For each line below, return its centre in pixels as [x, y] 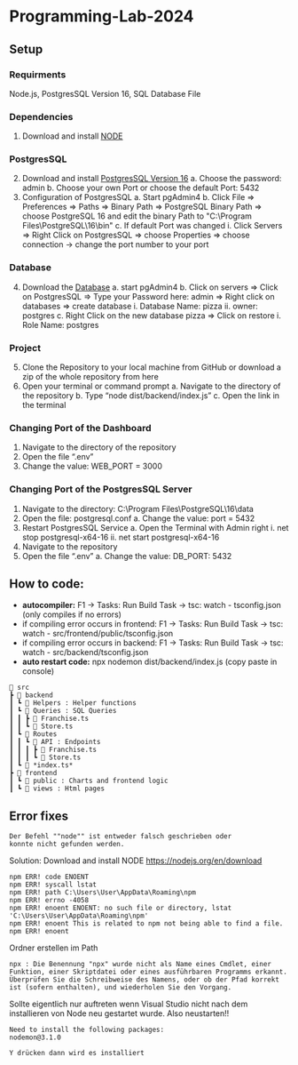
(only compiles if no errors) [72, 614]
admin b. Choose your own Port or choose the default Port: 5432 [141, 188]
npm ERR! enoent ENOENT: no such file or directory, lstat [121, 909]
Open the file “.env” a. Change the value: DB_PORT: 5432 [127, 556]
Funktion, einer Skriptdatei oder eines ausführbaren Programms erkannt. [149, 972]
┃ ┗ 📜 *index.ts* [41, 765]
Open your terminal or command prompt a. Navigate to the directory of [151, 386]
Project [25, 348]
